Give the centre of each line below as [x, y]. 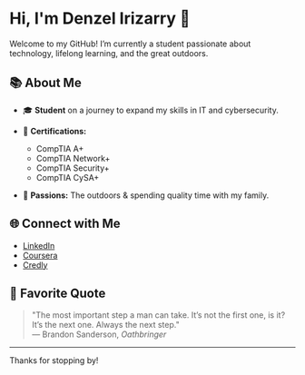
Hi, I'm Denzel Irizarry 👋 [100, 19]
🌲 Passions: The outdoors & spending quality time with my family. [146, 195]
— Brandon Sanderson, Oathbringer [99, 334]
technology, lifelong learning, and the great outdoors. [109, 53]
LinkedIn [39, 245]
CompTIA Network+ [73, 158]
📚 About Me [45, 83]
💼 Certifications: [54, 131]
